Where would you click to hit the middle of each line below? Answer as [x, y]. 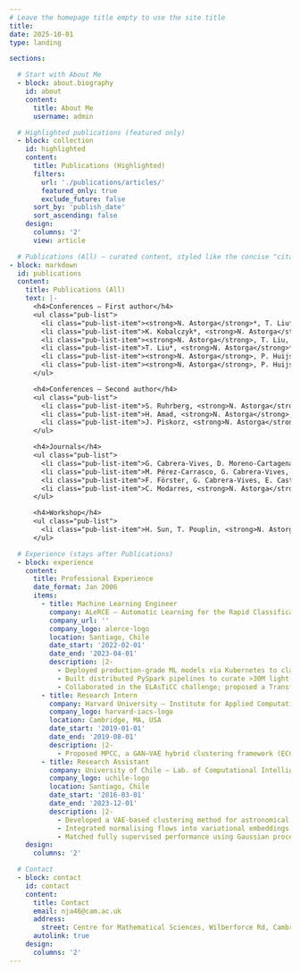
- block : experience [55, 562]
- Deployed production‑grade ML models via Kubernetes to [167, 671]
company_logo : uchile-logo [99, 779]
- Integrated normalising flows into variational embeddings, [175, 828]
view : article [59, 241]
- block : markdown [43, 265]
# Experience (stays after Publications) [96, 554]
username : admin [63, 116]
